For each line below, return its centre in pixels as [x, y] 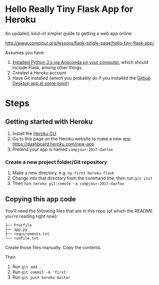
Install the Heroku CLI [34, 133]
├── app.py [16, 230]
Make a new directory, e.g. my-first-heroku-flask [63, 173]
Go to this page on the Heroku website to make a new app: [72, 139]
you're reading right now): [32, 216]
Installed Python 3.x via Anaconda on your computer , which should [80, 62]
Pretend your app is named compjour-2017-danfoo [62, 149]
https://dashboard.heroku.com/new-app [53, 144]
